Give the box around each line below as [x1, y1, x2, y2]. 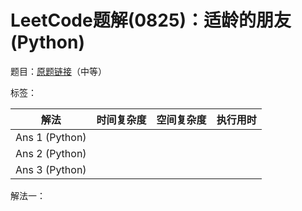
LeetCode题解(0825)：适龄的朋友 [10, 9, 292, 32]
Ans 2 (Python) [15, 146, 87, 160]
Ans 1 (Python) [15, 130, 87, 144]
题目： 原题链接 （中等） [10, 65, 107, 77]
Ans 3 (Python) [15, 162, 87, 176]
